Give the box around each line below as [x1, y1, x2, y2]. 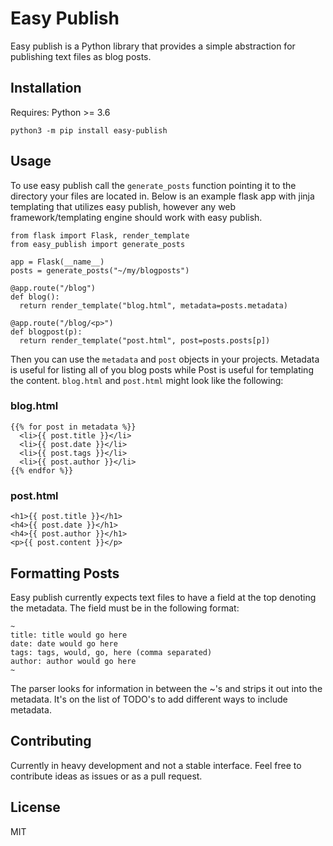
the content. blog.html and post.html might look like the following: [10, 374, 284, 386]
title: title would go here [10, 630, 128, 640]
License [10, 799, 61, 816]
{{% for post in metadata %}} [10, 422, 137, 432]
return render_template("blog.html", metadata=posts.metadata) [19, 300, 288, 311]
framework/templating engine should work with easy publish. [10, 211, 263, 223]
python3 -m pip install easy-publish [10, 125, 168, 136]
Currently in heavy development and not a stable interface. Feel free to [10, 759, 302, 771]
